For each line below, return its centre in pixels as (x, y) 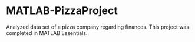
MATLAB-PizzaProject (62, 11)
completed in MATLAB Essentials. (47, 33)
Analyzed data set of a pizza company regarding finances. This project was (98, 27)
